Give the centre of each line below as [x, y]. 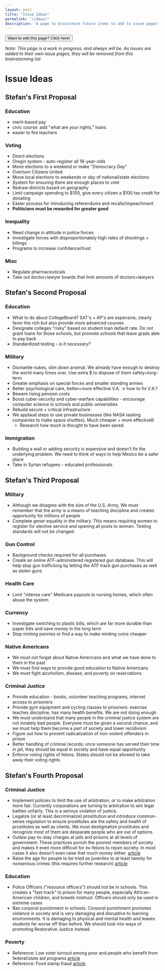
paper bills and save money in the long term [57, 628]
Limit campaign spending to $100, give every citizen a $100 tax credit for [86, 193]
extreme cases [27, 903]
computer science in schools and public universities [65, 404]
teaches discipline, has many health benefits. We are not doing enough [84, 713]
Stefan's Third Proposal [42, 480]
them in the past [29, 663]
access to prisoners [32, 702]
